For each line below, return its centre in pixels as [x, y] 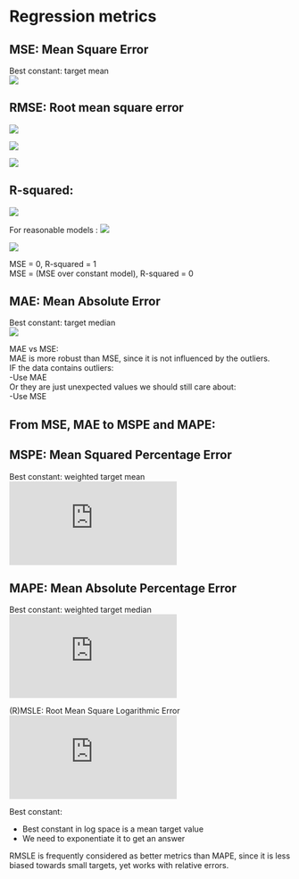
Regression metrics [83, 17]
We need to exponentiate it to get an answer [104, 839]
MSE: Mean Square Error [79, 50]
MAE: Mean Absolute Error [85, 301]
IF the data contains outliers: [62, 368]
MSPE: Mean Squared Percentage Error [120, 455]
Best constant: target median [62, 322]
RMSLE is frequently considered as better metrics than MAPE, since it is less [150, 856]
